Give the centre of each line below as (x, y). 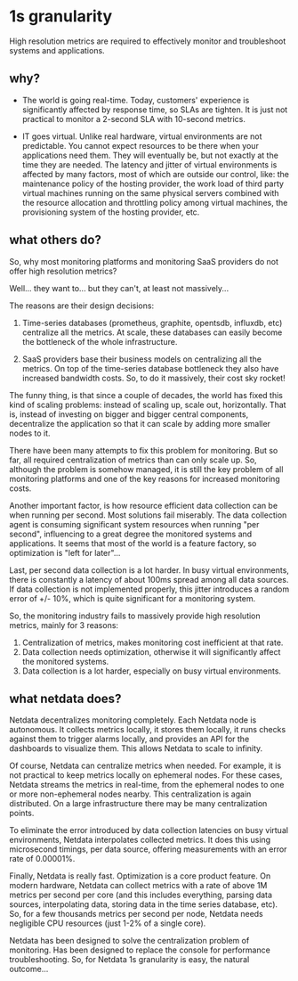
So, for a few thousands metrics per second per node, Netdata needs (137, 914)
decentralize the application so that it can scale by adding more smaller (140, 423)
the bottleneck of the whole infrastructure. (100, 341)
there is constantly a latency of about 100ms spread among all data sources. (149, 579)
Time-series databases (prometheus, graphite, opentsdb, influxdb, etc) (152, 323)
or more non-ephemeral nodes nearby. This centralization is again (130, 794)
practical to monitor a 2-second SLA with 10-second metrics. (134, 119)
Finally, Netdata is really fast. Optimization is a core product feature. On (140, 876)
